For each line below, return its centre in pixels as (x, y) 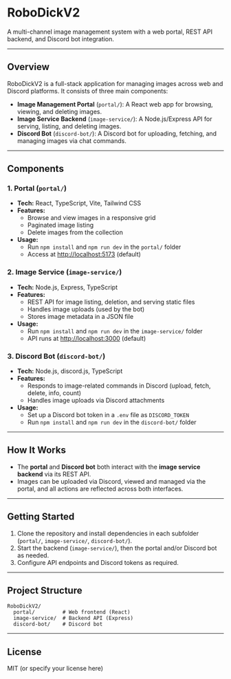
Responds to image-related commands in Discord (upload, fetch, (119, 386)
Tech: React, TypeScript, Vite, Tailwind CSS (79, 203)
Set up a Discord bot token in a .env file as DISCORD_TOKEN (108, 415)
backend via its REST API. (54, 474)
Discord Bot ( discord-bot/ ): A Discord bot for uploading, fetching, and (117, 133)
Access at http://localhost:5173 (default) (84, 254)
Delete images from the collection (75, 232)
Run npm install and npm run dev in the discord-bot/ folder (112, 422)
